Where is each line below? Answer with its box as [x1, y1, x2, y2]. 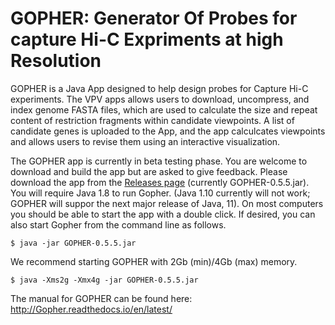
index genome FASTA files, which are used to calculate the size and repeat [10, 103, 318, 116]
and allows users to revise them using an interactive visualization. [10, 135, 281, 147]
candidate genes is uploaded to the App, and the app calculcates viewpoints [10, 125, 326, 137]
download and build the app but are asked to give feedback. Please [10, 165, 288, 177]
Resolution [10, 50, 102, 72]
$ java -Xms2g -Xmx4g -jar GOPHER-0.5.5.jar [10, 275, 199, 285]
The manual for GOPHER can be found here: [10, 292, 193, 304]
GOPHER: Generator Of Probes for [10, 7, 298, 30]
